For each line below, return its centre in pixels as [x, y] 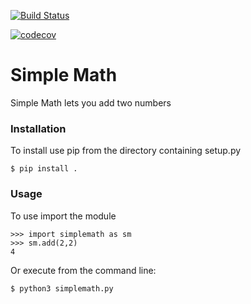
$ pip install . [44, 169]
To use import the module [63, 216]
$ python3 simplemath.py [62, 288]
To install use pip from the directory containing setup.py [126, 151]
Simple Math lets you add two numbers [91, 102]
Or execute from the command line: [83, 270]
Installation [38, 128]
